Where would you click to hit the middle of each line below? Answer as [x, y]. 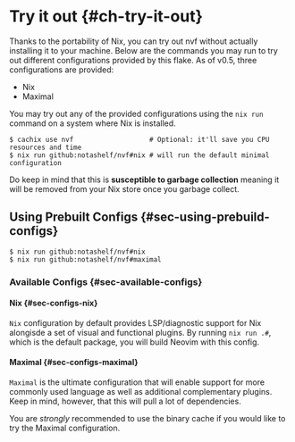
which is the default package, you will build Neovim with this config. [135, 342]
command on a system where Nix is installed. [93, 123]
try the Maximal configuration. [65, 428]
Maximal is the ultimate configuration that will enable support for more [137, 382]
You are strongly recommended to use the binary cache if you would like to [147, 419]
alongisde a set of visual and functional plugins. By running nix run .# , [140, 332]
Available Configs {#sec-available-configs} [106, 281]
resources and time [46, 147]
